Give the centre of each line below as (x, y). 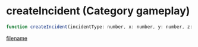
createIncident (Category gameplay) (98, 11)
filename (17, 38)
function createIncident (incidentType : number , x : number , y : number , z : (100, 27)
